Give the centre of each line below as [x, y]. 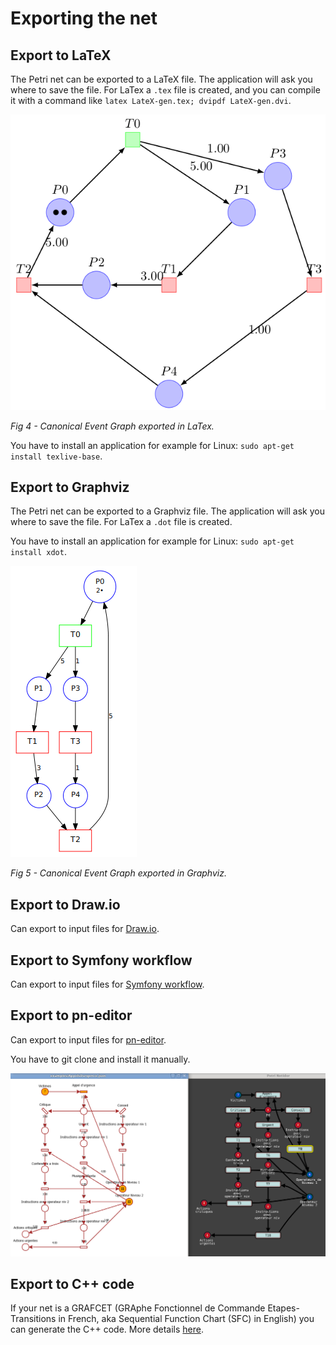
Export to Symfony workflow [101, 960]
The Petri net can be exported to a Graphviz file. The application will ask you [167, 511]
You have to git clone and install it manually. [100, 1059]
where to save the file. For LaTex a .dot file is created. [121, 522]
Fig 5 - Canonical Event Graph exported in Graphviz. [118, 873]
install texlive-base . [56, 456]
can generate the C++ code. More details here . [107, 1329]
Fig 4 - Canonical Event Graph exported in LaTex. [112, 426]
